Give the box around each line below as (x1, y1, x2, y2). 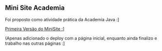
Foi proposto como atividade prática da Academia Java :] (5, 16, 119, 22)
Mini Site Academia (5, 4, 65, 12)
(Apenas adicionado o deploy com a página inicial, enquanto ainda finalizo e (5, 35, 157, 41)
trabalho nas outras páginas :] (5, 40, 65, 46)
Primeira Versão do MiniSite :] (5, 26, 65, 32)
